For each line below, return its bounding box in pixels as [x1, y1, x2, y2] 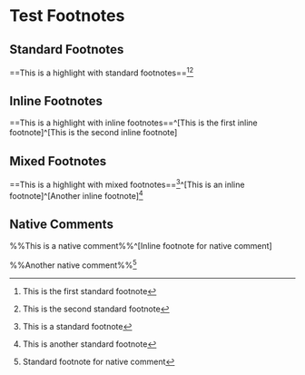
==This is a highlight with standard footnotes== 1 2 [9, 65, 194, 78]
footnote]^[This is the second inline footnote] [9, 127, 178, 138]
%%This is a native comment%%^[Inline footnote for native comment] [9, 241, 272, 252]
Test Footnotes [9, 5, 125, 26]
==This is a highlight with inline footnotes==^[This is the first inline [9, 117, 258, 128]
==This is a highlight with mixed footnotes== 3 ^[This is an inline [9, 178, 245, 190]
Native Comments [9, 216, 113, 232]
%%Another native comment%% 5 [9, 258, 138, 271]
